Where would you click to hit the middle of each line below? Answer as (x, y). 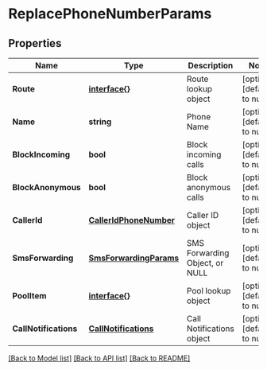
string (100, 122)
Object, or (205, 263)
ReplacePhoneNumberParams (110, 14)
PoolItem (29, 296)
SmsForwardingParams (134, 258)
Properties (35, 43)
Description (211, 66)
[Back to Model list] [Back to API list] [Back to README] (99, 358)
